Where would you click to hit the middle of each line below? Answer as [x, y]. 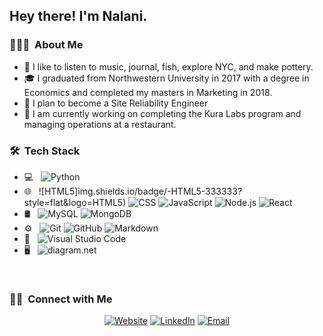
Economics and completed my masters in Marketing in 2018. [148, 92]
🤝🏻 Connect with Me [61, 299]
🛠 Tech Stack [45, 151]
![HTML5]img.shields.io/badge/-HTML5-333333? [140, 191]
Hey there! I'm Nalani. [78, 16]
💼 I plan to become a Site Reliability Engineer [116, 103]
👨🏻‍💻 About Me [46, 45]
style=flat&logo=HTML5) [75, 202]
